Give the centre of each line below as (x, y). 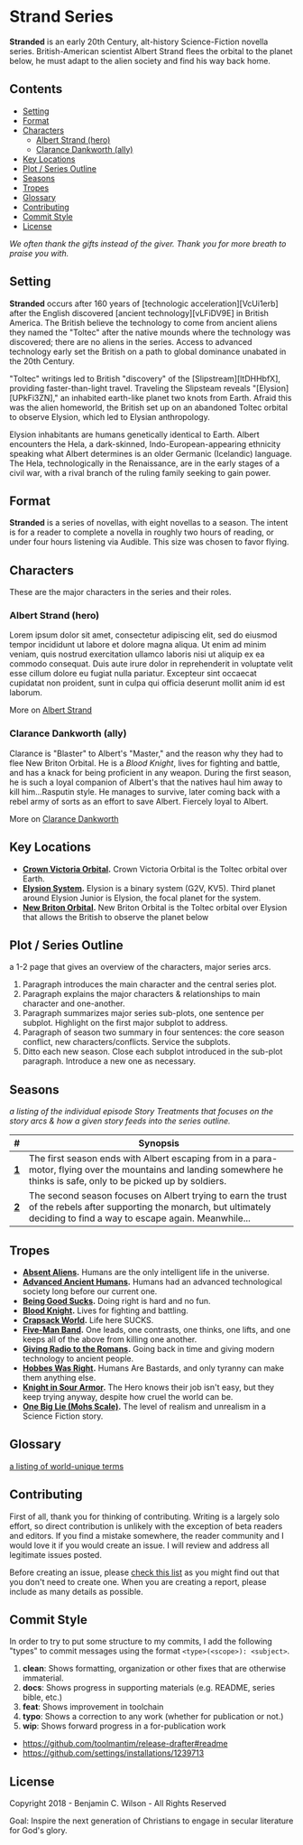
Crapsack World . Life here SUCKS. (88, 1320)
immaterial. (43, 1678)
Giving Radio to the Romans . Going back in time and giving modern (148, 1349)
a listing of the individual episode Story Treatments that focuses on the (141, 1112)
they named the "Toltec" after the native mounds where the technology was (150, 332)
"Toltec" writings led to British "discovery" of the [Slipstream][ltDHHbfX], (145, 378)
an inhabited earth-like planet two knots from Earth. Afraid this (176, 397)
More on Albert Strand (51, 710)
